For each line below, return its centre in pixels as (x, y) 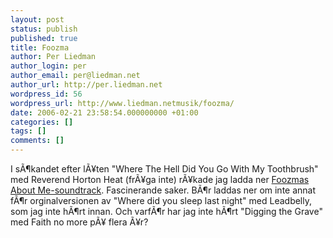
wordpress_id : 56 (46, 94)
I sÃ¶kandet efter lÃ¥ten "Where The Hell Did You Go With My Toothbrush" (164, 169)
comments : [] (37, 141)
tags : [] (28, 131)
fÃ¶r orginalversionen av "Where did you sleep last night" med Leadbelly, (161, 200)
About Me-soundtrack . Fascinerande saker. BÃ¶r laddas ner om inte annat (163, 190)
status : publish (44, 29)
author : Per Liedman (53, 57)
